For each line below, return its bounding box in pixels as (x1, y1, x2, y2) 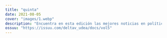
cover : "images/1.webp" (5, 16, 55, 21)
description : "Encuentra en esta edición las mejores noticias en (5, 21, 146, 26)
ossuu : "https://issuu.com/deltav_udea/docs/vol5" (5, 26, 112, 31)
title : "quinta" (5, 7, 39, 12)
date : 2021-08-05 (5, 12, 41, 17)
